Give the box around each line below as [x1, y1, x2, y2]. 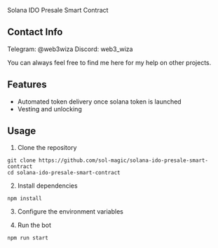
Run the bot [17, 221, 51, 230]
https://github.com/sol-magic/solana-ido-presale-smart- [38, 157, 209, 164]
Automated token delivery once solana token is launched [17, 97, 182, 106]
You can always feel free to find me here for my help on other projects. [7, 58, 212, 67]
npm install [7, 195, 42, 202]
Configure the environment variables [17, 207, 124, 216]
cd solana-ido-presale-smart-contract [7, 170, 121, 177]
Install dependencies [17, 181, 79, 190]
